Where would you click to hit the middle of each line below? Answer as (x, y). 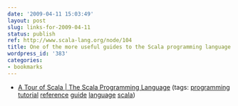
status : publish (31, 34)
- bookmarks (25, 67)
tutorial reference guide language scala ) (76, 95)
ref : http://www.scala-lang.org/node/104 (70, 41)
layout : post (27, 21)
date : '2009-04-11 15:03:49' (51, 14)
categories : (25, 60)
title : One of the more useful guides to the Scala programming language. (121, 47)
